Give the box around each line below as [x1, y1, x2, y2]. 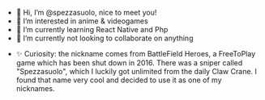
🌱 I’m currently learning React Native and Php [15, 25, 169, 34]
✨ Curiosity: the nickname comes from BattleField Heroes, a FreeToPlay [15, 49, 256, 58]
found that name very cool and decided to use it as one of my [15, 75, 222, 85]
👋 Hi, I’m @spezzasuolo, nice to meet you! [15, 8, 157, 17]
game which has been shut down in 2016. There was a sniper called [15, 58, 243, 68]
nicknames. [15, 84, 55, 93]
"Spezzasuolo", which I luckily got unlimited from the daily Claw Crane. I [15, 67, 258, 76]
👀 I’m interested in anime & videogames [15, 16, 148, 26]
